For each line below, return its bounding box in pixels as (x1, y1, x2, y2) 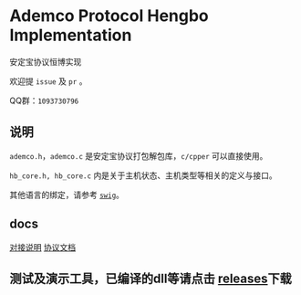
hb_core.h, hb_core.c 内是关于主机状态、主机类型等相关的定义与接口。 (9, 170, 278, 181)
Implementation (9, 25, 132, 46)
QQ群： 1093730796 (9, 95, 79, 106)
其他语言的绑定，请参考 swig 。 (9, 189, 125, 200)
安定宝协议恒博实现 (9, 56, 82, 67)
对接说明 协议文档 (9, 241, 76, 252)
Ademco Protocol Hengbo (9, 5, 210, 26)
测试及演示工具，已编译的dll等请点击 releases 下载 (9, 270, 292, 286)
